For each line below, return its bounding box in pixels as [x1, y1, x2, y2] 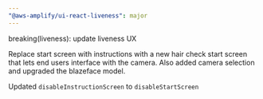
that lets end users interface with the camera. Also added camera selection [8, 57, 255, 67]
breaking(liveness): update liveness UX [8, 34, 137, 43]
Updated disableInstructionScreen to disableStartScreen [8, 81, 199, 91]
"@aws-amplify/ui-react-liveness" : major [8, 11, 148, 20]
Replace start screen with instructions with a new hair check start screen [8, 49, 248, 58]
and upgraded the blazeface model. [8, 65, 126, 76]
